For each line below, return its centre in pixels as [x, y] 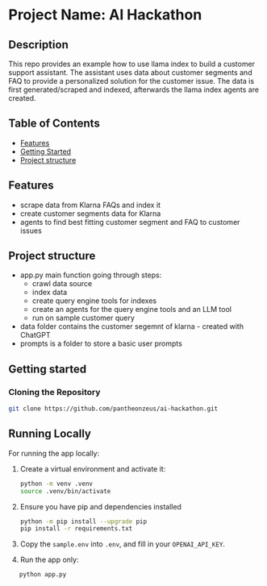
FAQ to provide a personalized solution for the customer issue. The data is [131, 81]
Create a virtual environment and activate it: [93, 468]
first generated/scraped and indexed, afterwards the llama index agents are [134, 89]
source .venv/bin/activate [65, 491]
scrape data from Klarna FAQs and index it [90, 205]
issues [31, 231]
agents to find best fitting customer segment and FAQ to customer [130, 222]
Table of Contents [54, 124]
